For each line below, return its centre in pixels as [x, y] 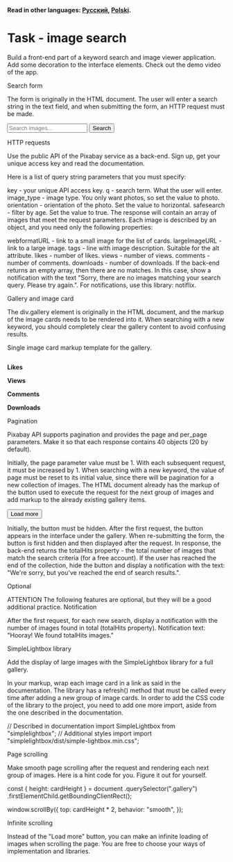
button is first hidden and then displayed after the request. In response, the [114, 543]
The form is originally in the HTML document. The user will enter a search [112, 99]
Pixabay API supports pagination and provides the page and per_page [107, 434]
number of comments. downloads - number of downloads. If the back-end [113, 263]
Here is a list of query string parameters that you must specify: [97, 177]
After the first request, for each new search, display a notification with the [113, 620]
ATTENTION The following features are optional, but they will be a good [109, 599]
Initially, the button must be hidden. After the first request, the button [105, 528]
